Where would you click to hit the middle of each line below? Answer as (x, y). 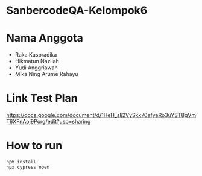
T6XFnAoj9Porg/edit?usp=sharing (49, 122)
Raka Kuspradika (36, 55)
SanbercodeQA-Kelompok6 (77, 11)
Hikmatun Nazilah (37, 61)
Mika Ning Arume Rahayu (46, 74)
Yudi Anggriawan (36, 68)
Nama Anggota (45, 38)
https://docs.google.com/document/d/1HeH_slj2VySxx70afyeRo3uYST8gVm (101, 115)
